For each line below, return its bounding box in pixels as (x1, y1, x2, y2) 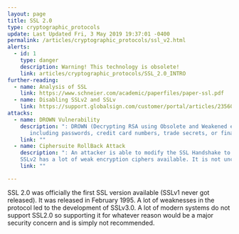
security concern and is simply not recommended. (7, 218, 155, 227)
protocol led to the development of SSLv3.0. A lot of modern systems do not (7, 203, 230, 212)
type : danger (20, 57, 59, 64)
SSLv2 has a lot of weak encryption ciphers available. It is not (20, 156, 221, 164)
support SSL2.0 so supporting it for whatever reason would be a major (7, 211, 214, 219)
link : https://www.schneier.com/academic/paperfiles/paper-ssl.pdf (20, 90, 224, 97)
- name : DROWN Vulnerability (14, 116, 100, 123)
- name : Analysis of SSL (14, 83, 87, 90)
